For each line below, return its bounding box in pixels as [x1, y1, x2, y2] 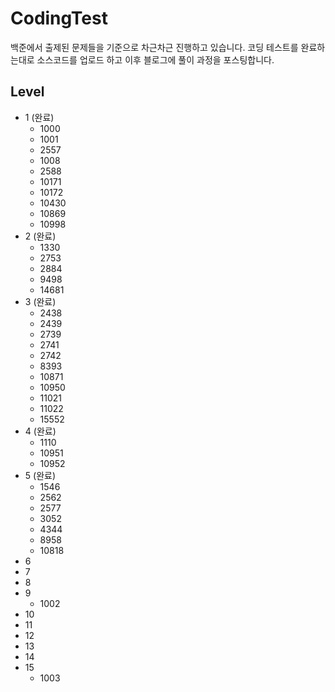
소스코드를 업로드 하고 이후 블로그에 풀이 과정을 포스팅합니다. [36, 53, 275, 66]
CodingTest [10, 7, 108, 30]
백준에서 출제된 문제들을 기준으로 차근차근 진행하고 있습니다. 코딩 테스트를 [10, 41, 299, 53]
